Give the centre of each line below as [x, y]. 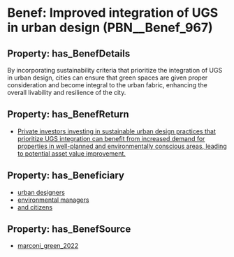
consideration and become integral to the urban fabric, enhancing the [107, 85]
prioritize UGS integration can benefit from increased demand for [111, 138]
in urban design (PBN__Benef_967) [110, 28]
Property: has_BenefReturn [68, 114]
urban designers [41, 192]
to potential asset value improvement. [71, 153]
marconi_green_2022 [48, 246]
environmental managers [53, 200]
